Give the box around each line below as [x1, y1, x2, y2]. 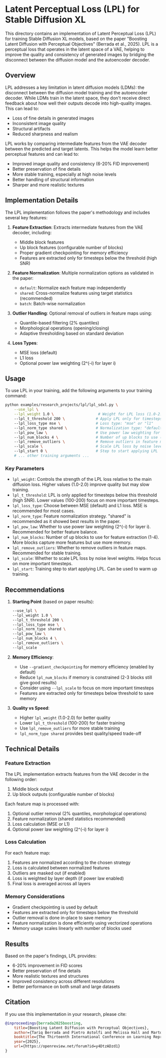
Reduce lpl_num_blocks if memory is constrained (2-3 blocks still [19, 674, 152, 680]
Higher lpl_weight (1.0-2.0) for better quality [19, 715, 111, 721]
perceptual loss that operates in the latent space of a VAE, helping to [5, 46, 145, 52]
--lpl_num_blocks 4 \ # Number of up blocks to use [14, 435, 158, 440]
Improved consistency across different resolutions [12, 978, 115, 984]
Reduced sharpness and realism [12, 131, 78, 137]
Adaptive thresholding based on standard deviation [19, 330, 124, 336]
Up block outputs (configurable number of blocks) [12, 791, 115, 797]
